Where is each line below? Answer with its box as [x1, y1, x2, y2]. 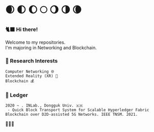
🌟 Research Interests [5, 57, 58, 64]
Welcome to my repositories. [5, 39, 66, 46]
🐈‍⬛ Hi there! [5, 26, 38, 33]
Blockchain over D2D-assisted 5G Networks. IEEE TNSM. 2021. [5, 112, 138, 117]
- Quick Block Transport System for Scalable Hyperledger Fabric [7, 108, 149, 113]
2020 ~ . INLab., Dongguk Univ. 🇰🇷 [5, 103, 83, 108]
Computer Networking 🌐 [5, 69, 55, 74]
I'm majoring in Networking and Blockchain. [5, 45, 97, 51]
